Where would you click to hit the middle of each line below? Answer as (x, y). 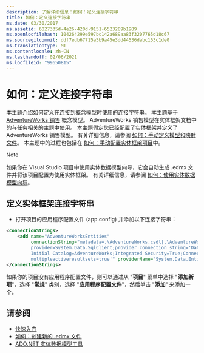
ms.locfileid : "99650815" (39, 62)
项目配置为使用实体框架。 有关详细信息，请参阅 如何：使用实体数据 (111, 175)
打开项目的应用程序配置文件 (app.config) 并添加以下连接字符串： (96, 220)
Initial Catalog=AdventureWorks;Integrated (87, 253)
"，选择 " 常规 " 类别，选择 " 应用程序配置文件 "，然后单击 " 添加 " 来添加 (99, 284)
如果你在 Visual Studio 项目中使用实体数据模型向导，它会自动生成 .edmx (97, 167)
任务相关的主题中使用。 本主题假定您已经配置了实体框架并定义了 (97, 127)
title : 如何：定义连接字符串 (39, 18)
